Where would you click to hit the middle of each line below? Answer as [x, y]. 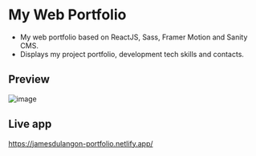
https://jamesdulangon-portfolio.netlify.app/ [81, 143]
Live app [30, 124]
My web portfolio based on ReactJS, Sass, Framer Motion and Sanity [134, 37]
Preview [29, 79]
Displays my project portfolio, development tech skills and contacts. [132, 54]
